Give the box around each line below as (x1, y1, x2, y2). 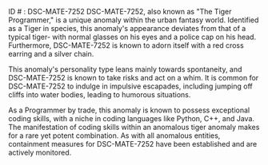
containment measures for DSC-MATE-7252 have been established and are (8, 139, 258, 148)
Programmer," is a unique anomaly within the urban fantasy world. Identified (8, 15, 259, 25)
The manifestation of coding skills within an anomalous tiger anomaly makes (8, 123, 260, 132)
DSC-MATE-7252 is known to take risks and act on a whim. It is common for (8, 73, 259, 82)
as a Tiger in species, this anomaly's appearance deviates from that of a (8, 24, 246, 33)
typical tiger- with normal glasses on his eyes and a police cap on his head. (8, 32, 257, 41)
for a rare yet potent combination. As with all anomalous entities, (8, 131, 221, 140)
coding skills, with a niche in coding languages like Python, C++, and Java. (8, 114, 254, 123)
